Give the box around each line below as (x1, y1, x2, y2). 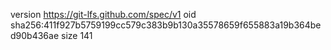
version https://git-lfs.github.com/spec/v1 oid (10, 9, 197, 20)
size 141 (60, 30, 93, 41)
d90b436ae (10, 30, 60, 41)
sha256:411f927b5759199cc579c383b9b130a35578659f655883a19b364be (10, 19, 322, 31)
